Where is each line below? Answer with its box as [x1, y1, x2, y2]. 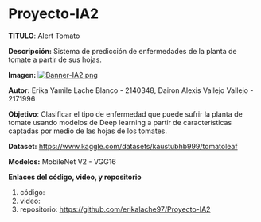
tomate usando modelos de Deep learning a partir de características [8, 117, 232, 127]
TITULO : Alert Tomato [8, 31, 80, 40]
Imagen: [8, 70, 37, 79]
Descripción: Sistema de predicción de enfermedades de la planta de [8, 46, 237, 55]
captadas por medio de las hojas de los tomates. [8, 126, 168, 136]
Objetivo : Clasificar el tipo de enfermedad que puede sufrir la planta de [8, 109, 243, 119]
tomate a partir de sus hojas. [8, 55, 102, 64]
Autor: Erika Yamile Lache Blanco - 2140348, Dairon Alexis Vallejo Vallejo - [8, 85, 254, 95]
